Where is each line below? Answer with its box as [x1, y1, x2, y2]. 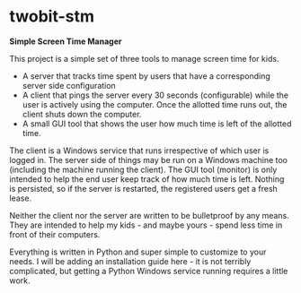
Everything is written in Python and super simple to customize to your [9, 246, 267, 257]
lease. [9, 193, 32, 203]
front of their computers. [9, 228, 101, 239]
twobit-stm [9, 6, 95, 27]
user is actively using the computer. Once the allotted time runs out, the [22, 99, 288, 109]
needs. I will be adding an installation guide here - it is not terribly [9, 255, 252, 266]
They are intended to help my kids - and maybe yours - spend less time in [9, 220, 283, 230]
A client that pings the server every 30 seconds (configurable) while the [22, 90, 289, 100]
